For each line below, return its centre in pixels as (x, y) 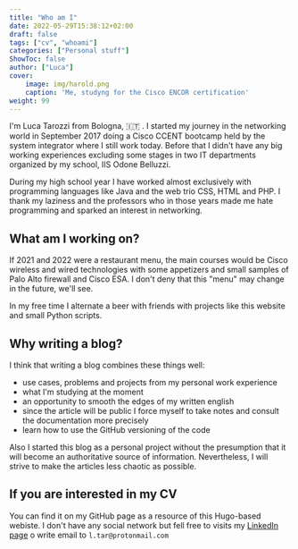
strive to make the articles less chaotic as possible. (103, 466)
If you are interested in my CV (93, 494)
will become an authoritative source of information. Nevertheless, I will (139, 456)
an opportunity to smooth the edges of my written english (128, 401)
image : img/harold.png (67, 84)
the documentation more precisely (85, 420)
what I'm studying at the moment (83, 392)
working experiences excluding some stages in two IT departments (133, 155)
